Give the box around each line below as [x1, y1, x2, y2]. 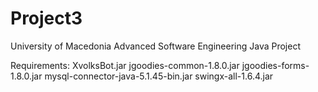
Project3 [10, 7, 83, 30]
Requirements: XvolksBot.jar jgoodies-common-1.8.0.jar [10, 59, 240, 71]
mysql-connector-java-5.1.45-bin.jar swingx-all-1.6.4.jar [44, 70, 274, 82]
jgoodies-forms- [241, 59, 310, 71]
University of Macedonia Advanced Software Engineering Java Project [10, 40, 301, 52]
